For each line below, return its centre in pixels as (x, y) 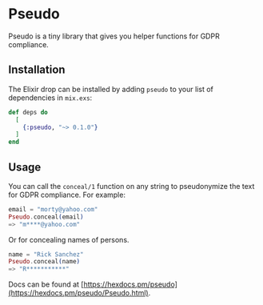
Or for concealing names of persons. (69, 239)
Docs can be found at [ (46, 284)
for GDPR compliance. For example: (67, 195)
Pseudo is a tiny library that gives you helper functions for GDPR (114, 36)
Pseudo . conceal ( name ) (44, 262)
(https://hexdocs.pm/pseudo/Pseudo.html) (79, 293)
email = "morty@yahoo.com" (53, 209)
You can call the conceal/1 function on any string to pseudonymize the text (131, 186)
